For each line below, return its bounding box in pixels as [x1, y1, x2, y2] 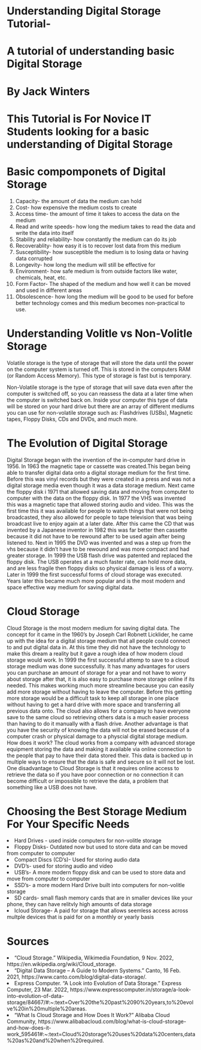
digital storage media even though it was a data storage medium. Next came [7, 481, 195, 489]
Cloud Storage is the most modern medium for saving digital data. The [7, 624, 180, 632]
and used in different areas [15, 286, 83, 294]
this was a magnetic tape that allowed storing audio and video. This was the [7, 500, 194, 508]
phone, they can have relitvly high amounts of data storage [7, 901, 152, 908]
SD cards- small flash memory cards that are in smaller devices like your [14, 894, 193, 901]
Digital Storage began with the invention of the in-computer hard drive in [7, 456, 186, 463]
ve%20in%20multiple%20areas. [7, 1005, 87, 1012]
